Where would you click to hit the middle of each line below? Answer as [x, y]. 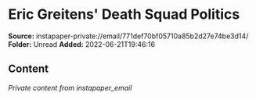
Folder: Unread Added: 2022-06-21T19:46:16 [81, 44]
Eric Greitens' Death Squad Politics [124, 14]
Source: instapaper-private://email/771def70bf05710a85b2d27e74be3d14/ [128, 36]
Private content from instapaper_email [70, 87]
